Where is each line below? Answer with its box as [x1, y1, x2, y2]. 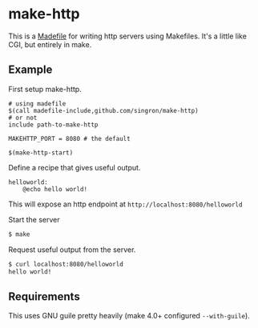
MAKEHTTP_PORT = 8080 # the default [8, 134, 131, 142]
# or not [8, 114, 38, 122]
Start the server [8, 214, 60, 224]
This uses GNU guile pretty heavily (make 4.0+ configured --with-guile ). [8, 311, 250, 321]
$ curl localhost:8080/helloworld [8, 260, 124, 268]
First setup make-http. [8, 84, 82, 94]
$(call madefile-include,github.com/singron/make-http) [8, 106, 199, 114]
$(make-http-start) [8, 149, 74, 157]
